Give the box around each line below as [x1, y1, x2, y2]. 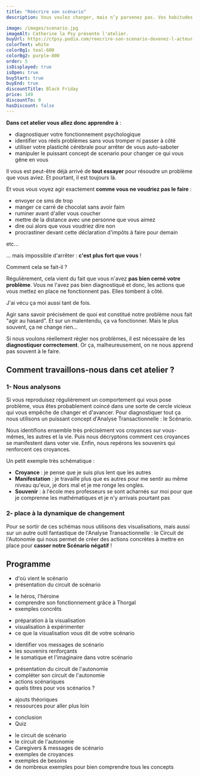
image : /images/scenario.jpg [6, 25, 79, 31]
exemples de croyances [14, 751, 74, 758]
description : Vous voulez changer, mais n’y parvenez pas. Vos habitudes [6, 14, 193, 20]
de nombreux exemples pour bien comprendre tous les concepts [14, 763, 174, 771]
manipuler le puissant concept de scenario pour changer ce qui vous [14, 150, 184, 157]
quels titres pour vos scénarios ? [14, 684, 95, 692]
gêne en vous [14, 156, 49, 163]
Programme [6, 559, 51, 569]
